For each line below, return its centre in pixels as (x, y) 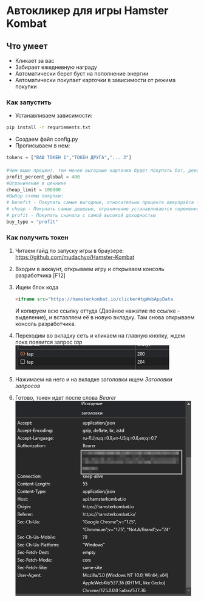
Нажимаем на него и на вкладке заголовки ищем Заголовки (94, 379)
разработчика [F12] (40, 275)
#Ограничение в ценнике (36, 183)
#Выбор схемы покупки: (35, 196)
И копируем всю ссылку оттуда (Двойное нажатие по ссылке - (97, 311)
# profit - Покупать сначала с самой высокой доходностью (81, 216)
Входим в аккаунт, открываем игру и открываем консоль (90, 269)
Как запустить (29, 102)
